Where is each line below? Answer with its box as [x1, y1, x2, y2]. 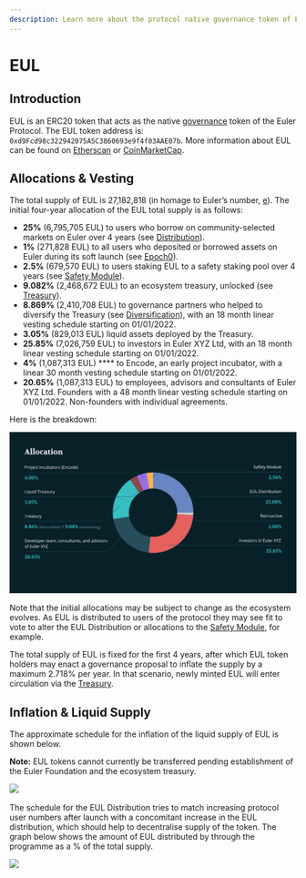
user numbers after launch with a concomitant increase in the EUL [9, 812, 258, 823]
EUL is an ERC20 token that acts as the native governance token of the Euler [9, 115, 296, 127]
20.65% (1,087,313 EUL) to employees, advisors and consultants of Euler [22, 377, 297, 388]
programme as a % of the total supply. [9, 841, 153, 852]
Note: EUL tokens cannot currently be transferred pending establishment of [9, 756, 294, 767]
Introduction [9, 91, 82, 107]
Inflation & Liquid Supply [9, 704, 152, 720]
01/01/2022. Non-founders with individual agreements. [22, 396, 228, 407]
